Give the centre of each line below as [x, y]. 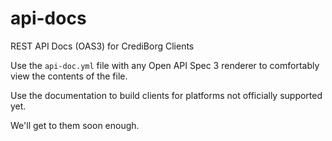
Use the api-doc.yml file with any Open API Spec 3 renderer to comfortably [165, 65]
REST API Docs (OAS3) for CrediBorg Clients [102, 46]
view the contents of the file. [69, 76]
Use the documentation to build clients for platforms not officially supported [166, 95]
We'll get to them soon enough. [75, 125]
